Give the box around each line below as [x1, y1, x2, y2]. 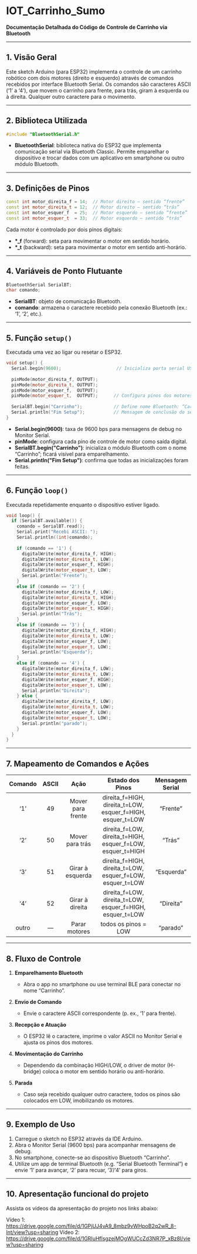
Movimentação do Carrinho [14, 1050, 83, 1057]
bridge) [23, 1067, 42, 1075]
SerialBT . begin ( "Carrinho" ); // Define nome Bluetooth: [11, 404, 180, 410]
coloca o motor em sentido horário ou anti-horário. [42, 1067, 165, 1075]
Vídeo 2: [59, 1229, 80, 1236]
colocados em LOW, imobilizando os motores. [23, 1097, 134, 1104]
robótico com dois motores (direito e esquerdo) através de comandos [6, 74, 174, 81]
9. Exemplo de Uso [6, 1120, 76, 1130]
